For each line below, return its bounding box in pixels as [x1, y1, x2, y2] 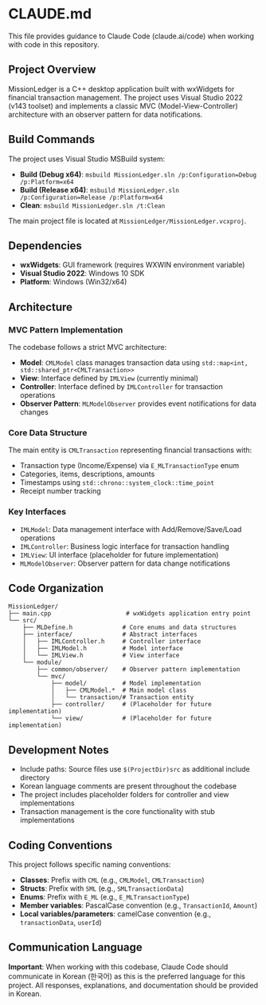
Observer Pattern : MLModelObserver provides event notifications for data [19, 399, 257, 408]
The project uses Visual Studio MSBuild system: [8, 153, 166, 164]
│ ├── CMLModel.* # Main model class [50, 686, 187, 695]
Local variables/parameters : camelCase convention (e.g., [19, 909, 212, 919]
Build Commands [8, 133, 96, 146]
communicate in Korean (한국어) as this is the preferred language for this [8, 971, 245, 981]
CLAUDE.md [8, 5, 92, 23]
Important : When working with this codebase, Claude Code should [8, 962, 229, 971]
